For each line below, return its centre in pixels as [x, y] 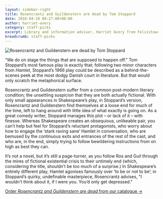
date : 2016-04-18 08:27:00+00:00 [39, 18]
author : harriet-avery [28, 23]
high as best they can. [27, 147]
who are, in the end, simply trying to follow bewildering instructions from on [81, 141]
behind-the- [137, 70]
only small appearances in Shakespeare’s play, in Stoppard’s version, [74, 100]
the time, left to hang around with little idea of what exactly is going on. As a [81, 110]
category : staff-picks [28, 28]
